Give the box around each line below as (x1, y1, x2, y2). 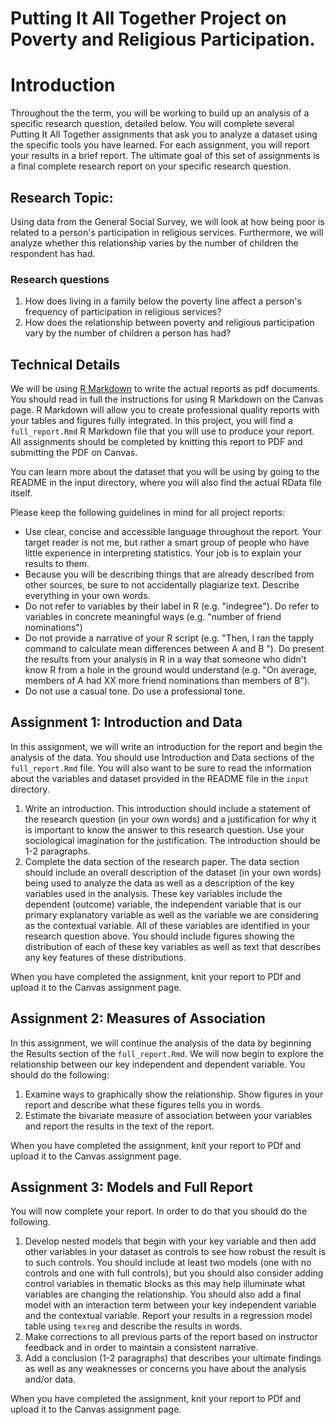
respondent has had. (10, 247, 96, 259)
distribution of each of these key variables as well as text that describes (24, 940, 322, 952)
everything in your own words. (24, 590, 151, 602)
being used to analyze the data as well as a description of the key (24, 877, 295, 889)
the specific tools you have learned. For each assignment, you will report (10, 139, 310, 151)
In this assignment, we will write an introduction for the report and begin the (10, 740, 323, 752)
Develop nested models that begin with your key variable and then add (24, 1235, 317, 1247)
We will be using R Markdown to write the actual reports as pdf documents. (10, 383, 321, 395)
